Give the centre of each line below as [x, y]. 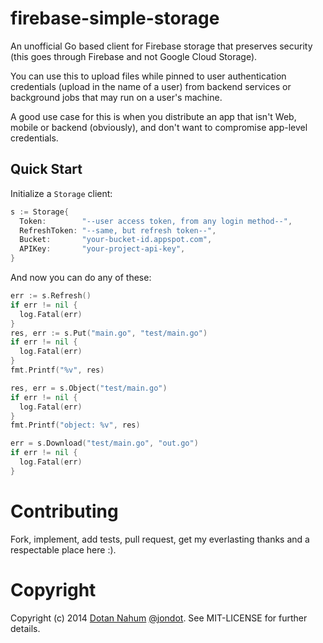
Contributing [64, 511]
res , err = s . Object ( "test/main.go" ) [89, 388]
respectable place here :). [63, 549]
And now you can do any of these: [81, 277]
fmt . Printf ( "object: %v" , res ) [75, 425]
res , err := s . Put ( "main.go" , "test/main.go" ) [109, 333]
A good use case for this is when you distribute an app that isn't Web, [153, 116]
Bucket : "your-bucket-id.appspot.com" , [116, 240]
